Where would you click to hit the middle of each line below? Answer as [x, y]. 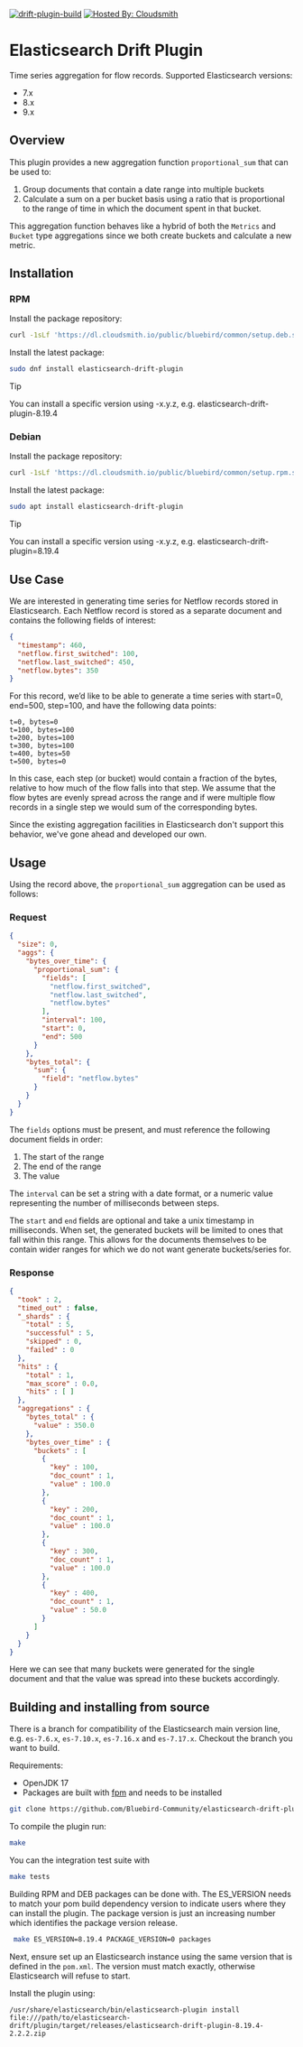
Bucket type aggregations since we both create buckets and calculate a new [151, 236]
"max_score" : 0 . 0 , [62, 1384]
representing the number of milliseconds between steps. [114, 1203]
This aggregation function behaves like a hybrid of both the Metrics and [143, 226]
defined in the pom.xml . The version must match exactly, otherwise [132, 1966]
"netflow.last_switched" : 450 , [76, 662]
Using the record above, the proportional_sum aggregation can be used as [147, 885]
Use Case [37, 579]
